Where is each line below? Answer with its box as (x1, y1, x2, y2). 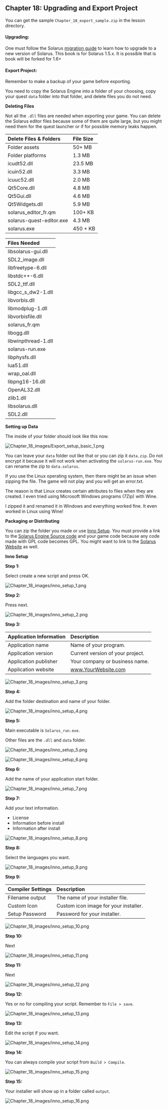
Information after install (12, 826, 60, 832)
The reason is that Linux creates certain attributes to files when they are (5, 488, 153, 494)
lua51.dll (7, 362, 28, 369)
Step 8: (5, 845, 21, 851)
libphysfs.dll (7, 354, 36, 361)
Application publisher (7, 658, 58, 665)
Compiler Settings (7, 886, 52, 893)
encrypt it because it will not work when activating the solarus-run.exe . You (5, 458, 162, 464)
